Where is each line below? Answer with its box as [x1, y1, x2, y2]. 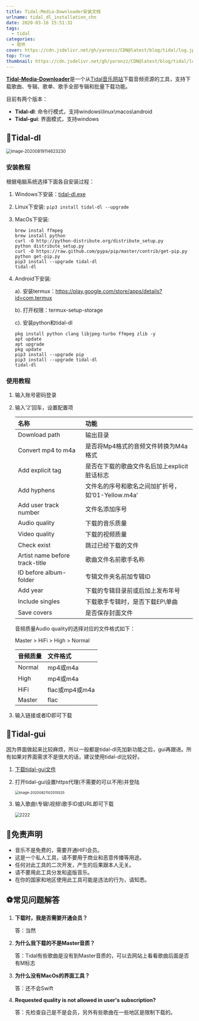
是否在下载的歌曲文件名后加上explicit [85, 462, 188, 470]
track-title [17, 558, 46, 566]
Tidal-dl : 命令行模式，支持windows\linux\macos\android [14, 108, 153, 115]
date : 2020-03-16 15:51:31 [6, 20, 73, 25]
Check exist [17, 540, 51, 549]
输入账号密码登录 [14, 391, 57, 398]
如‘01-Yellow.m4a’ [85, 491, 138, 499]
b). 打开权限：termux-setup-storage [14, 306, 104, 313]
